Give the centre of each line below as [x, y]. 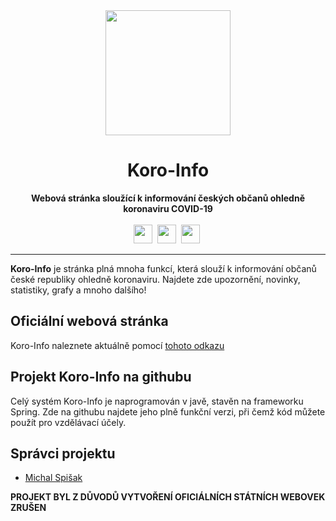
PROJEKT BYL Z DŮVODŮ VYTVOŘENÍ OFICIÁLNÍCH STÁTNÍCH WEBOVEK [168, 497]
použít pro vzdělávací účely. [68, 422]
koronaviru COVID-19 [168, 208]
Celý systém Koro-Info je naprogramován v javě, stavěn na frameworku [157, 401]
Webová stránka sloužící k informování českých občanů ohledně [167, 198]
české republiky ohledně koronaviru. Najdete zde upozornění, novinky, [155, 279]
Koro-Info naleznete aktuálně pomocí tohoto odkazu [117, 345]
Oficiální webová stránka [89, 321]
